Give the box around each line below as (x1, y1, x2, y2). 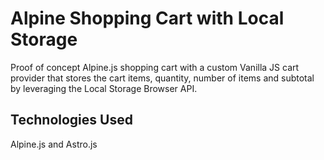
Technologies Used (10, 112, 133, 129)
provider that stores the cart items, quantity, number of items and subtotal (10, 72, 315, 84)
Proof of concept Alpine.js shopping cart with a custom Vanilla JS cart (10, 61, 300, 73)
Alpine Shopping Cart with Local (10, 7, 285, 30)
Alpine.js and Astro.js (10, 138, 98, 150)
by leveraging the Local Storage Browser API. (10, 82, 198, 94)
